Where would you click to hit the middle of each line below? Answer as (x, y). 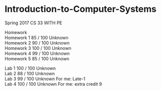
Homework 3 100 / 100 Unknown (38, 48)
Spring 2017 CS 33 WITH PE (34, 23)
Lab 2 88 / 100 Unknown (30, 73)
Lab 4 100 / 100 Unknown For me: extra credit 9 (53, 84)
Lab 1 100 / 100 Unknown (30, 68)
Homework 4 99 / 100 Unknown (37, 53)
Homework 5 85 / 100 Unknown (37, 58)
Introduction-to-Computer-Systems (81, 9)
